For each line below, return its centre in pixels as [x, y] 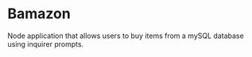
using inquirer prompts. [46, 44]
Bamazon [39, 14]
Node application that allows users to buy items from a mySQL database [126, 36]
